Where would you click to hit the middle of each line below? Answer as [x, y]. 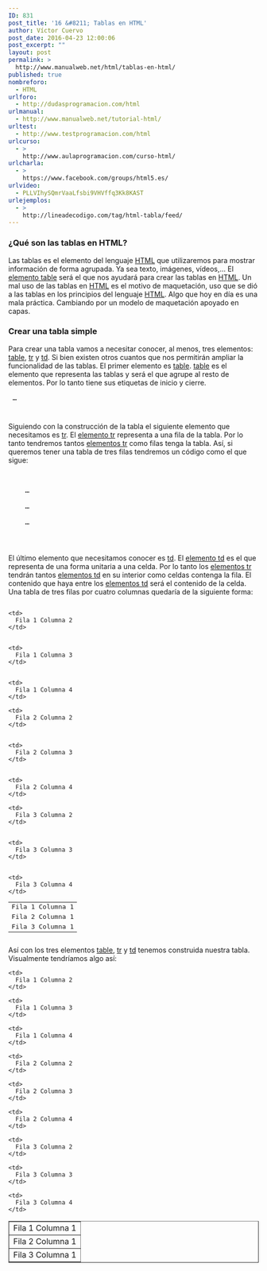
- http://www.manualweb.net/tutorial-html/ [88, 119]
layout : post [30, 52]
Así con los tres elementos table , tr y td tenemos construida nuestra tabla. [129, 950]
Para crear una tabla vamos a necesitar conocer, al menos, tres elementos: [131, 349]
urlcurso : [25, 141]
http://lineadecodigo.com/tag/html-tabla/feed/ [103, 215]
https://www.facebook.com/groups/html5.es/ [96, 178]
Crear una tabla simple [53, 331]
